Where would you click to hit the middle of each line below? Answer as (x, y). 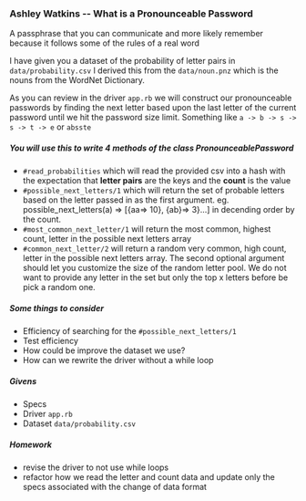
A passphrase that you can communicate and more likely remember (137, 34)
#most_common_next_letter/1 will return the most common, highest (147, 229)
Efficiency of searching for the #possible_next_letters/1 (129, 331)
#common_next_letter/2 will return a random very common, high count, (154, 248)
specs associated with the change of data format (115, 487)
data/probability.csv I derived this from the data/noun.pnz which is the (144, 70)
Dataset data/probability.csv (79, 423)
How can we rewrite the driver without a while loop (118, 360)
